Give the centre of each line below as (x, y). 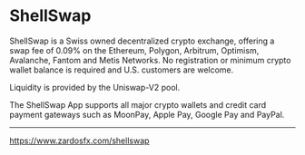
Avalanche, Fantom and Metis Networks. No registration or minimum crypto (150, 60)
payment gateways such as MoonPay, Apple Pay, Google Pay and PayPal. (147, 114)
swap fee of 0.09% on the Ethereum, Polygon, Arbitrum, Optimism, (134, 50)
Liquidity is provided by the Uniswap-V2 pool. (95, 87)
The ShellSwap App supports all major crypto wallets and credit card (138, 104)
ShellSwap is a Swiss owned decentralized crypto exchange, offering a (142, 41)
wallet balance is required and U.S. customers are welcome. (122, 70)
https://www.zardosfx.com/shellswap (79, 140)
